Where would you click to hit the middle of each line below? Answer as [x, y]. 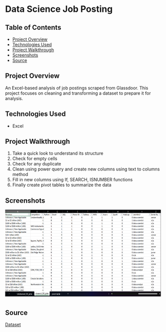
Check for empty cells [35, 159]
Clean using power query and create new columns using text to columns [86, 169]
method [20, 174]
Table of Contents [33, 28]
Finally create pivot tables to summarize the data [62, 185]
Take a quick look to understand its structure [58, 153]
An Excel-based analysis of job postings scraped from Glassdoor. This [77, 88]
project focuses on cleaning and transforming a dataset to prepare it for [78, 93]
